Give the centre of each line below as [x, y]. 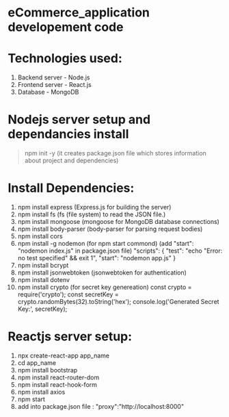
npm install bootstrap [48, 370]
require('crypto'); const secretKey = [68, 294]
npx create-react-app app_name [64, 355]
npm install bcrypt [43, 265]
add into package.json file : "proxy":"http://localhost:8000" [100, 406]
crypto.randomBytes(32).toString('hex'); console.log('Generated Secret [118, 302]
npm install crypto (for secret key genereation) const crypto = [105, 287]
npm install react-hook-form [57, 384]
